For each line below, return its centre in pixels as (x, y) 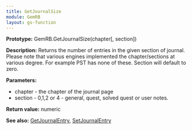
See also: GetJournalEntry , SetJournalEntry (59, 121)
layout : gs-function (31, 22)
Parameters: (21, 80)
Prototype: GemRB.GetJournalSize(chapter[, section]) (71, 39)
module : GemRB (23, 17)
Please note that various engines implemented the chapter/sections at (90, 57)
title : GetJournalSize (34, 11)
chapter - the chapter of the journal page (64, 92)
